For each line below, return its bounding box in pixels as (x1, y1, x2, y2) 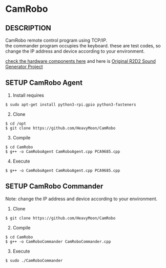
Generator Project (5, 64, 43, 69)
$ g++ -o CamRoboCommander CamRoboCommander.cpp (5, 239, 111, 244)
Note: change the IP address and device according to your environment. (5, 195, 158, 202)
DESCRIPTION (5, 24, 51, 32)
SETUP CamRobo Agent (5, 78, 83, 87)
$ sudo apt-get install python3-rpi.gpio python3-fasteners (5, 102, 137, 107)
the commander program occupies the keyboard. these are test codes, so (5, 43, 161, 49)
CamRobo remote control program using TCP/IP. (5, 37, 108, 43)
